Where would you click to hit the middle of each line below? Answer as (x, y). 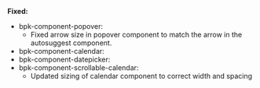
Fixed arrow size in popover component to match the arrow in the (136, 35)
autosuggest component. (71, 43)
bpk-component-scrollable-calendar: (79, 68)
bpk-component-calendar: (62, 51)
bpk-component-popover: (61, 26)
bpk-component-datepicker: (64, 59)
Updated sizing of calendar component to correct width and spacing (141, 76)
